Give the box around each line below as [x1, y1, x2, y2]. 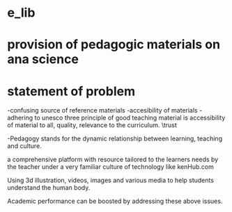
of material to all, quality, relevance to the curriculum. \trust [7, 121, 178, 129]
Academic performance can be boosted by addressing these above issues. [7, 197, 223, 206]
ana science [7, 51, 79, 67]
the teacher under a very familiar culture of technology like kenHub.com [7, 163, 214, 171]
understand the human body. [7, 184, 91, 192]
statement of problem [7, 83, 136, 99]
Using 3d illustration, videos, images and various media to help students [7, 176, 215, 185]
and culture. [7, 142, 42, 150]
